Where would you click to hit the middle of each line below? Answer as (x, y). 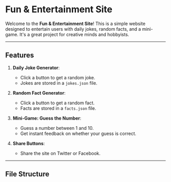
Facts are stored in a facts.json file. (58, 108)
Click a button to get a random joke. (58, 77)
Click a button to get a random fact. (58, 103)
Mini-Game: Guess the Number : (47, 118)
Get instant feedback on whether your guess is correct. (78, 133)
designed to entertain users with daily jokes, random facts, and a (73, 29)
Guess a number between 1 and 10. (57, 128)
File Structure (27, 174)
